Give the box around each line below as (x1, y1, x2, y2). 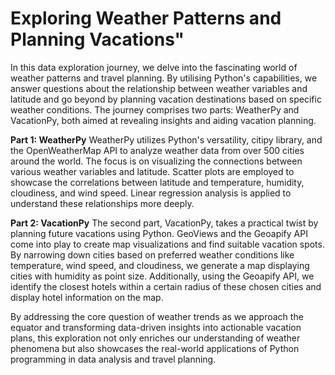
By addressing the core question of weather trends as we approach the (10, 310, 304, 322)
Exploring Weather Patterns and (10, 7, 282, 30)
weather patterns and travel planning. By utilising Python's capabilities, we (10, 72, 318, 84)
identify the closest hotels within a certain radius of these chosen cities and (10, 280, 322, 292)
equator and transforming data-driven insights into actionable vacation (10, 321, 302, 333)
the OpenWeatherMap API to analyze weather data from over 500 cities (10, 144, 305, 156)
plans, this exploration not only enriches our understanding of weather (10, 332, 301, 344)
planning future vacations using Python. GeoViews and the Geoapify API (10, 227, 308, 239)
